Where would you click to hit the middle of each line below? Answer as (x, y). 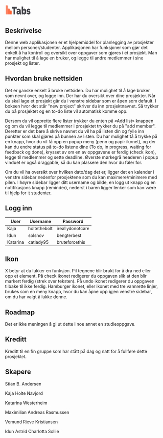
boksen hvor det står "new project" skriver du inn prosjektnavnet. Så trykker (82, 106)
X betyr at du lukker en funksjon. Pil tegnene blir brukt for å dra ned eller (78, 271)
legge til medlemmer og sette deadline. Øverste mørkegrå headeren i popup (81, 157)
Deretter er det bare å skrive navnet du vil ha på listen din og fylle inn (75, 131)
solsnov (36, 235)
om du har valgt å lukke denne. (36, 297)
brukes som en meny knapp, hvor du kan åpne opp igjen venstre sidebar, (79, 292)
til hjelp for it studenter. (28, 193)
